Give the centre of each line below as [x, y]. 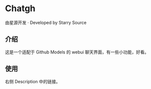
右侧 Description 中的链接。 [33, 81]
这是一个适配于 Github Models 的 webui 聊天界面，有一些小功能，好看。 [77, 52]
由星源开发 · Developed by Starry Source [46, 22]
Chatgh [20, 9]
